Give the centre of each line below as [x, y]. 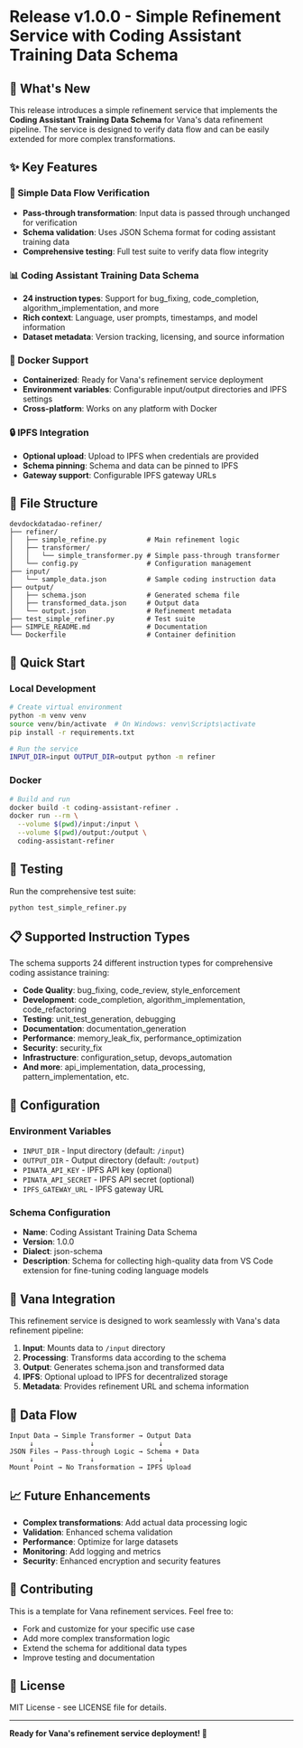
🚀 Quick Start [47, 662]
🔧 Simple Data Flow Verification [80, 194]
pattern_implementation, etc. [76, 1077]
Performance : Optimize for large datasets [100, 1541]
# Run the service [44, 749]
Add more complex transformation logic [96, 1638]
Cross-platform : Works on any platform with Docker [120, 409]
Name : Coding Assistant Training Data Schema [110, 1233]
